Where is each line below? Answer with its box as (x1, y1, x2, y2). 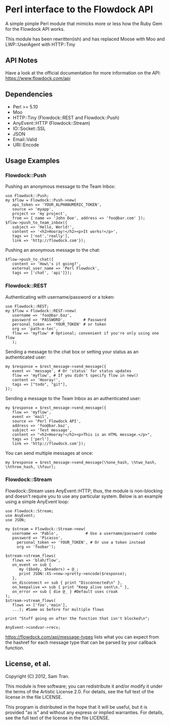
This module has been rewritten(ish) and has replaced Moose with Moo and (5, 36, 165, 42)
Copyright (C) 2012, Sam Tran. (5, 673, 70, 679)
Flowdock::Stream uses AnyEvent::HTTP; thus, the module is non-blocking (5, 488, 163, 494)
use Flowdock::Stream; (5, 508, 54, 514)
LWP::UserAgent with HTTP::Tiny (5, 41, 76, 47)
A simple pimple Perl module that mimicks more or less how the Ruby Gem (5, 20, 163, 27)
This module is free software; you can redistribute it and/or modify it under (5, 683, 163, 689)
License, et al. (5, 660, 51, 668)
